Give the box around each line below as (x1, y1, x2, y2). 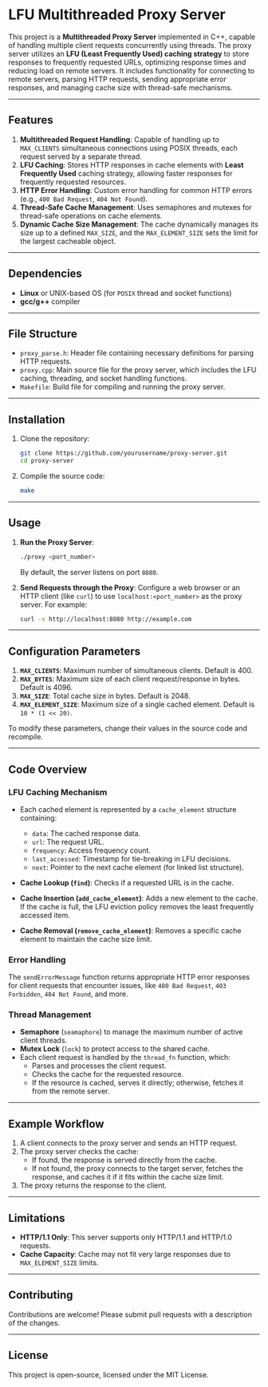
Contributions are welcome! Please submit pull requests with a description (8, 1310, 253, 1319)
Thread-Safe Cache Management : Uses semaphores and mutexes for (19, 202, 253, 212)
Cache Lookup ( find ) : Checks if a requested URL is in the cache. (19, 877, 234, 887)
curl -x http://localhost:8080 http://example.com (19, 615, 192, 623)
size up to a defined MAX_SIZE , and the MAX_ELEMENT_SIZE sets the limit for (19, 227, 258, 237)
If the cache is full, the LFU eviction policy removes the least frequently (19, 901, 254, 911)
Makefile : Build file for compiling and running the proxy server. (19, 382, 226, 392)
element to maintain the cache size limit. (19, 934, 153, 944)
